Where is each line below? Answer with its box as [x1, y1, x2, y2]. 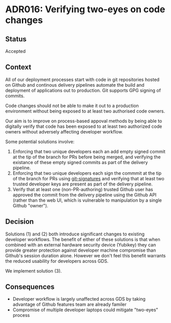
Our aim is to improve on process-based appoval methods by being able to [5, 118, 162, 124]
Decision [5, 218, 34, 226]
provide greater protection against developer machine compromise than [5, 247, 156, 253]
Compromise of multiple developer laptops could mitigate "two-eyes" [12, 307, 159, 313]
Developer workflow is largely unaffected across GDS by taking [12, 296, 146, 302]
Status [5, 35, 27, 43]
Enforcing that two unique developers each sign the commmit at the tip [12, 170, 162, 176]
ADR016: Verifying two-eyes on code [5, 4, 165, 15]
